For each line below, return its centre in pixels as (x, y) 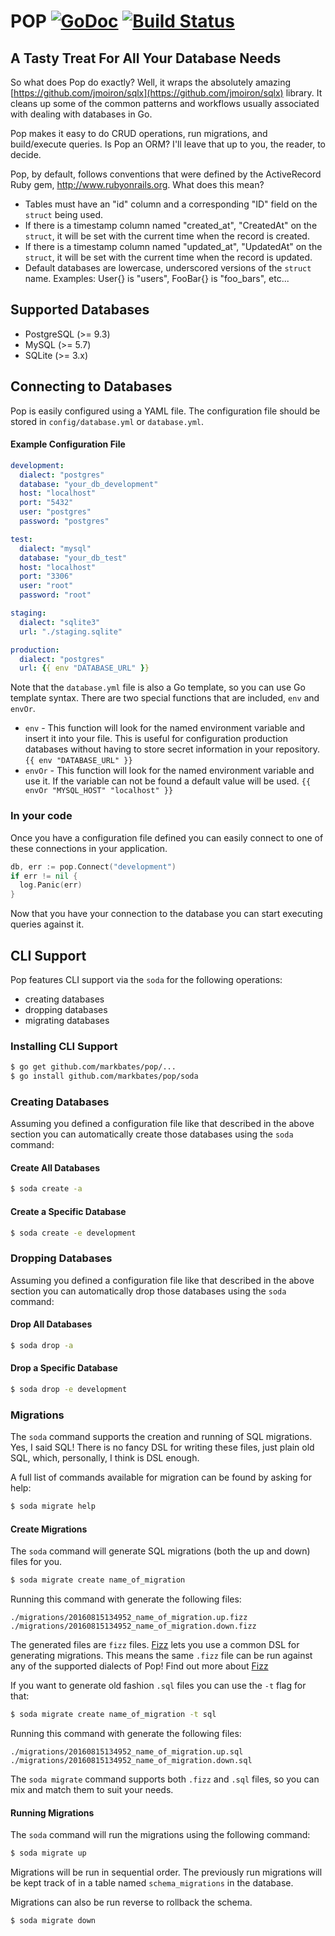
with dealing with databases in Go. (81, 114)
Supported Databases (80, 310)
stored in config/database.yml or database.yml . (107, 421)
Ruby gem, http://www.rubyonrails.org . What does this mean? (137, 184)
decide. (26, 154)
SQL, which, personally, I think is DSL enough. (105, 1458)
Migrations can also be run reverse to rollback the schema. (131, 1902)
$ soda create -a (46, 1189)
